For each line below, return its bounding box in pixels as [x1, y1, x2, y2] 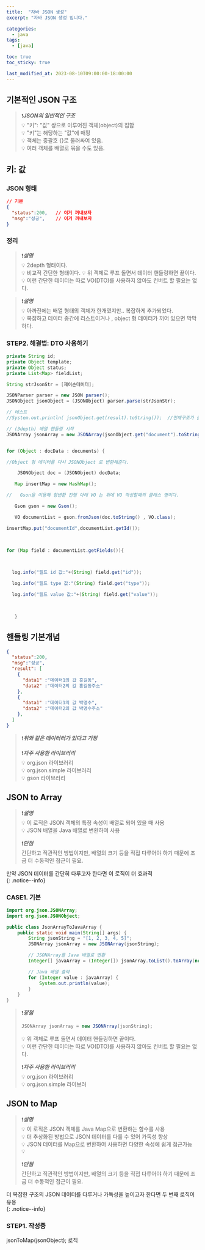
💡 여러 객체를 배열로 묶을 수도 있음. [21, 144, 105, 152]
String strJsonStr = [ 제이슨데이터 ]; [6, 381, 95, 387]
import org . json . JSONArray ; [6, 907, 78, 913]
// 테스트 [6, 409, 27, 415]
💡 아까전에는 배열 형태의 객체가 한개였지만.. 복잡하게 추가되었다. [21, 307, 174, 314]
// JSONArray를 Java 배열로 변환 [28, 952, 106, 958]
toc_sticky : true [6, 59, 51, 65]
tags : [6, 37, 20, 43]
